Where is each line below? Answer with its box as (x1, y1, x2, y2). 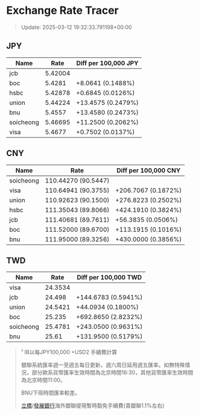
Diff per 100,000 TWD (77, 273, 142, 282)
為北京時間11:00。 (21, 376, 66, 384)
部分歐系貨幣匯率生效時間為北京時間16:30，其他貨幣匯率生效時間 (31, 369, 194, 376)
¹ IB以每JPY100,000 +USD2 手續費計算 (21, 349, 118, 356)
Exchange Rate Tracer (6, 4, 119, 17)
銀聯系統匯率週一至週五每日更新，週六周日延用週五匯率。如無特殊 (21, 361, 185, 369)
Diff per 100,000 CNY (116, 166, 181, 175)
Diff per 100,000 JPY (76, 58, 139, 67)
